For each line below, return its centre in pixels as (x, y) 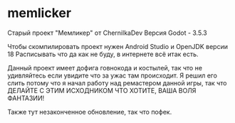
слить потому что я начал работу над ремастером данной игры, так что (117, 82)
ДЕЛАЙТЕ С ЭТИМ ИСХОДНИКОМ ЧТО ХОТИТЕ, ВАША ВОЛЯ (102, 90)
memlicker (40, 13)
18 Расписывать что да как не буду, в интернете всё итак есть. (103, 54)
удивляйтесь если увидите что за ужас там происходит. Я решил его (112, 75)
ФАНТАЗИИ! (26, 98)
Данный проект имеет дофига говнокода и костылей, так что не (105, 68)
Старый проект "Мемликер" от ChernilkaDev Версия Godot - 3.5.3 (108, 33)
